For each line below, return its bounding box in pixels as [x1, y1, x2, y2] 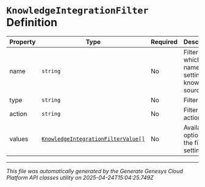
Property [9, 37, 36, 46]
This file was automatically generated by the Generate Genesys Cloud [6, 167, 183, 175]
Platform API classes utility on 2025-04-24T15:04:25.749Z [6, 174, 154, 181]
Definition [6, 16, 58, 29]
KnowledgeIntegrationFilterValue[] [41, 135, 145, 142]
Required [150, 37, 178, 46]
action [9, 109, 27, 118]
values [9, 135, 29, 143]
